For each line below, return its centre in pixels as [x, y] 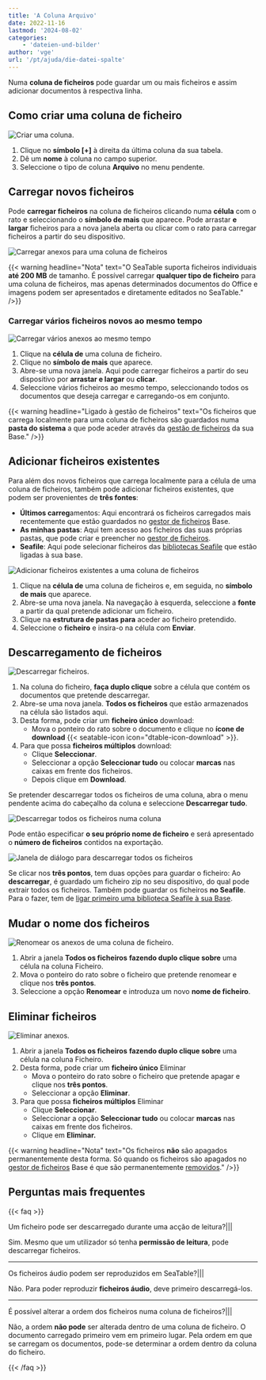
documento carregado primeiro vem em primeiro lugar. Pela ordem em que [130, 1335]
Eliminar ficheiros [53, 1017]
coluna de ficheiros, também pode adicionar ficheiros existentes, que [121, 489]
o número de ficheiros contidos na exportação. [86, 843]
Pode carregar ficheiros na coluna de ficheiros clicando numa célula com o [132, 211]
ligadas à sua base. [51, 555]
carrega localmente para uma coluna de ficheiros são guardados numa [124, 419]
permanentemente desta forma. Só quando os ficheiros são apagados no [127, 1159]
